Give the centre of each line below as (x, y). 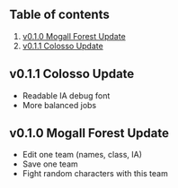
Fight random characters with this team (95, 174)
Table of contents (59, 15)
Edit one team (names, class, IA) (82, 155)
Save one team (50, 164)
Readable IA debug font (66, 95)
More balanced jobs (59, 105)
